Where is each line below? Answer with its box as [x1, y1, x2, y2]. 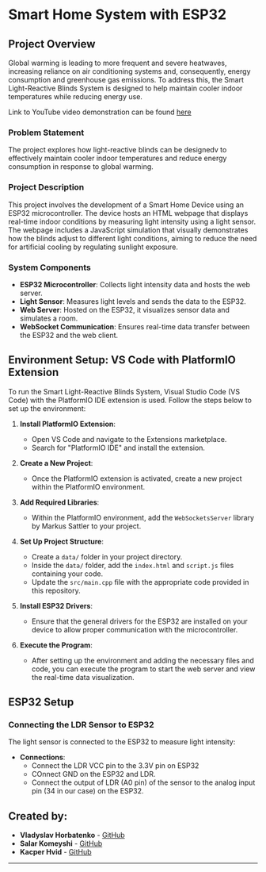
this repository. [31, 586, 81, 595]
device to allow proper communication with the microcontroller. [31, 624, 238, 634]
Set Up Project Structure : [19, 536, 104, 546]
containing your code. [31, 569, 104, 578]
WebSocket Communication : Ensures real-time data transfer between [19, 321, 250, 331]
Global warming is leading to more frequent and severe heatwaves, [8, 58, 227, 67]
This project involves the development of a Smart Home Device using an [8, 200, 244, 209]
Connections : [19, 752, 66, 763]
